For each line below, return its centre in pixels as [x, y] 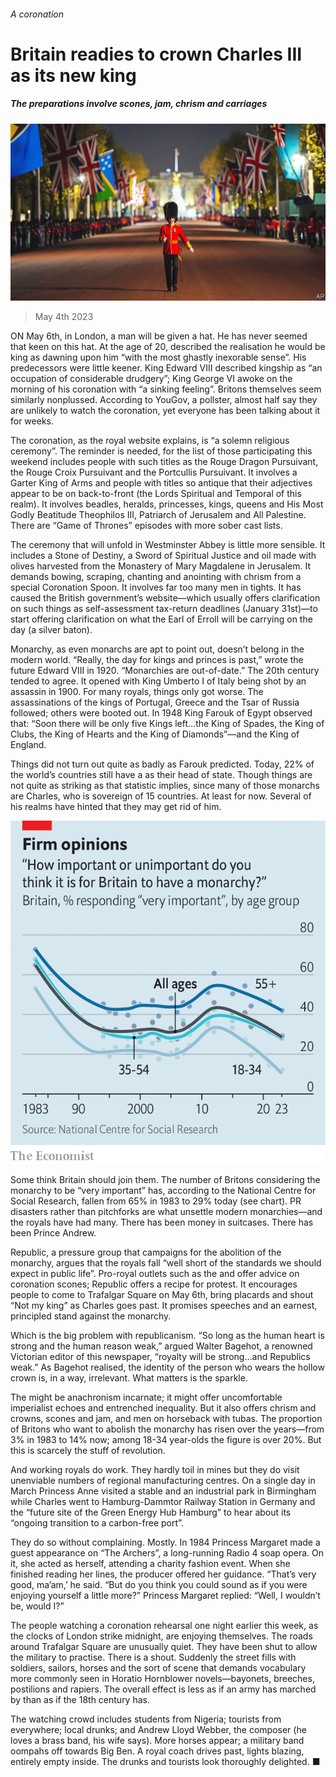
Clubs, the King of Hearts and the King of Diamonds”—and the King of [155, 734]
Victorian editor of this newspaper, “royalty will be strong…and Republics [160, 1356]
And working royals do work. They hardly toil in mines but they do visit [155, 1469]
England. [28, 745]
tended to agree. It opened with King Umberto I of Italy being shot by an [158, 681]
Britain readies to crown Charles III [156, 54]
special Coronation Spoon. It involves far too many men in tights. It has [156, 587]
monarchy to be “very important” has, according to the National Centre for [163, 1190]
